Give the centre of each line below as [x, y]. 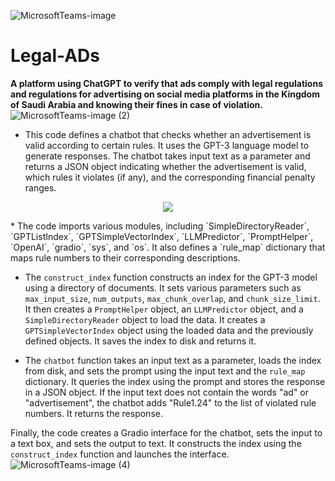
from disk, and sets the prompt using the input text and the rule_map [165, 371]
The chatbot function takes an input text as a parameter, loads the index [173, 360]
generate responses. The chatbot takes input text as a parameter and [167, 156]
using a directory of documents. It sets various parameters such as [163, 287]
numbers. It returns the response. [93, 413]
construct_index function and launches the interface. [120, 454]
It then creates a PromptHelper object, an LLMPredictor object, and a [164, 309]
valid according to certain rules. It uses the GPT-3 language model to [167, 145]
